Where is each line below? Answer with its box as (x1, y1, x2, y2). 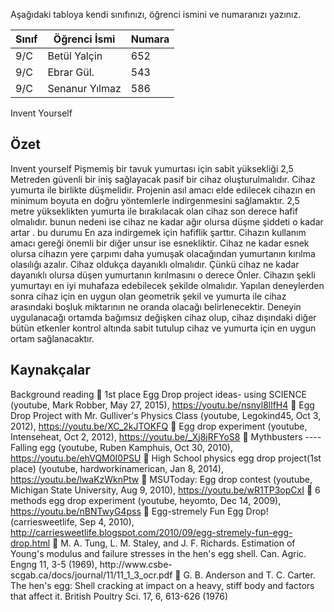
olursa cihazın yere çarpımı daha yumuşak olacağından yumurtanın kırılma (10, 247, 316, 259)
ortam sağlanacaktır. (10, 332, 95, 344)
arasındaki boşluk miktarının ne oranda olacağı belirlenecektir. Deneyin (10, 300, 302, 313)
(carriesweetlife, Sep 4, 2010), (10, 515, 135, 528)
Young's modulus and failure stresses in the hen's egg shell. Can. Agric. (10, 547, 307, 559)
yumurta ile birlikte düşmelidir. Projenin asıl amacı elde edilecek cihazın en (10, 184, 316, 196)
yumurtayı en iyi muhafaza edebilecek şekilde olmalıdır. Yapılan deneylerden (10, 279, 325, 291)
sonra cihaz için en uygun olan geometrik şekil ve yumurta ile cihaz (10, 290, 287, 302)
